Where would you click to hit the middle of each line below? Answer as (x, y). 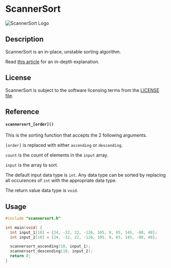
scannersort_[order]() (30, 124)
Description (24, 39)
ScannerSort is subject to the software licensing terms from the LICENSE (82, 90)
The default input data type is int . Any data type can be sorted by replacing (85, 175)
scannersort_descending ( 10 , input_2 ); (52, 251)
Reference (22, 112)
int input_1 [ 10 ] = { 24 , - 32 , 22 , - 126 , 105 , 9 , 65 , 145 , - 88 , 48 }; (84, 232)
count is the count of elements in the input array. (57, 155)
